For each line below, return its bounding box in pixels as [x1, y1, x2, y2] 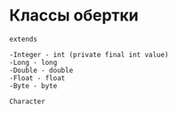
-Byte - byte [9, 81, 58, 90]
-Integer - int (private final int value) [9, 50, 169, 59]
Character [9, 97, 46, 106]
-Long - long [9, 58, 58, 67]
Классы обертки [9, 5, 140, 26]
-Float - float [9, 73, 66, 83]
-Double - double [9, 66, 74, 75]
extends [9, 35, 38, 44]
